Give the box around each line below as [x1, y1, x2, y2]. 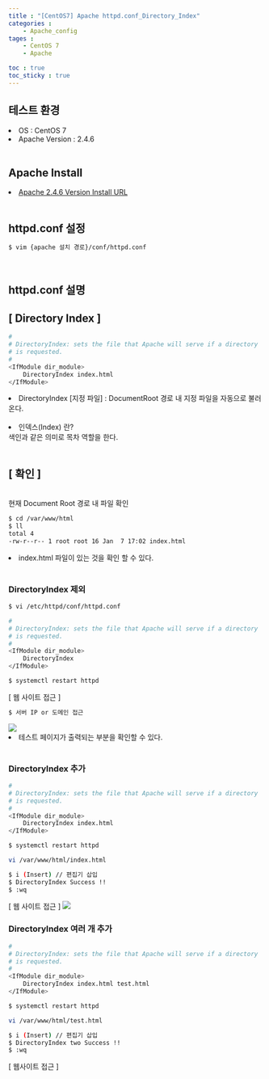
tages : [8, 34, 35, 43]
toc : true [8, 64, 45, 73]
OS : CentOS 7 [19, 125, 67, 135]
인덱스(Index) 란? [19, 422, 74, 432]
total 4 [8, 529, 35, 537]
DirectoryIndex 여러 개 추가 [8, 923, 113, 934]
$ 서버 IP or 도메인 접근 [8, 708, 84, 716]
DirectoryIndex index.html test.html [23, 980, 150, 988]
